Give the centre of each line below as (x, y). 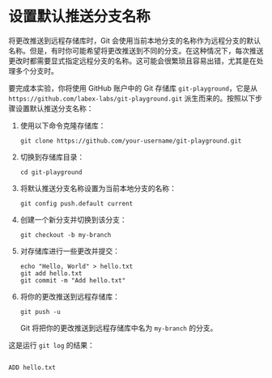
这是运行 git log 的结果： (51, 345)
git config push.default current (76, 203)
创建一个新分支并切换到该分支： (73, 219)
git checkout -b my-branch (66, 235)
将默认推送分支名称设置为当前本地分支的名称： (98, 188)
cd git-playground (51, 172)
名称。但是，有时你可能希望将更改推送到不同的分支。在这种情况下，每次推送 (136, 50)
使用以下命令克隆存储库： (63, 125)
